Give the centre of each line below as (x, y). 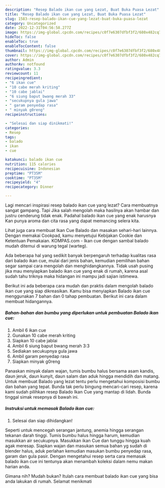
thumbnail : (16, 51)
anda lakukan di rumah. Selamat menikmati (49, 481)
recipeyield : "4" (23, 182)
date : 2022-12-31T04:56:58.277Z (38, 28)
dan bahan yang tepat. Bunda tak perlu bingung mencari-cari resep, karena (82, 386)
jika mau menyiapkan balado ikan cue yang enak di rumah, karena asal (77, 271)
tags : (11, 137)
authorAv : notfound (25, 64)
